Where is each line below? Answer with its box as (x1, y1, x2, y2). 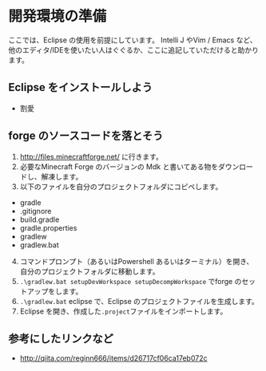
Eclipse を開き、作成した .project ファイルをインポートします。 (19, 306, 228, 316)
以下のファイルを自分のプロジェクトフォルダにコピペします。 (19, 181, 223, 191)
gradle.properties (19, 223, 77, 232)
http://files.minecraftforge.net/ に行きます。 (19, 152, 164, 161)
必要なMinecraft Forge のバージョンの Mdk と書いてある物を (19, 161, 219, 172)
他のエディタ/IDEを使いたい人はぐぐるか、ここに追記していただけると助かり (8, 45, 260, 54)
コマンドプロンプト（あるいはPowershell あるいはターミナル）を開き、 (19, 256, 254, 266)
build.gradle (19, 215, 60, 224)
